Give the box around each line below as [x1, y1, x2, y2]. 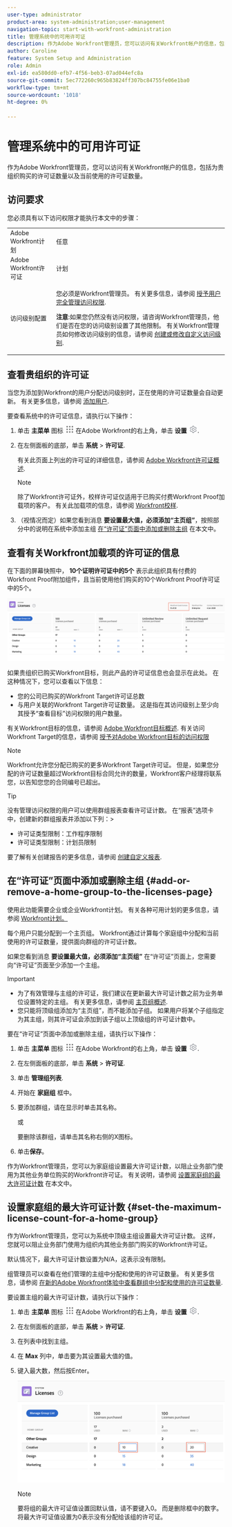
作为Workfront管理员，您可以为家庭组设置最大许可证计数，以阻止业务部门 [7, 1162, 217, 1170]
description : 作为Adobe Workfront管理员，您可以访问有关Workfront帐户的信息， [7, 40, 220, 48]
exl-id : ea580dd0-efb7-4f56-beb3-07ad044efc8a [7, 69, 144, 76]
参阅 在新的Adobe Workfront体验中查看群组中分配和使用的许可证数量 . [25, 1279, 223, 1287]
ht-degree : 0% [7, 99, 48, 106]
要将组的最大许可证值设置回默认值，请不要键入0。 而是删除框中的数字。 [17, 1504, 223, 1512]
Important [7, 974, 35, 982]
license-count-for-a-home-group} [7, 1213, 159, 1225]
